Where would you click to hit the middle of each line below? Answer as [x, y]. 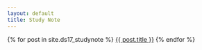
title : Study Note [34, 20]
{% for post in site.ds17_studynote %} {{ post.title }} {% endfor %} [101, 39]
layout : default [31, 13]
